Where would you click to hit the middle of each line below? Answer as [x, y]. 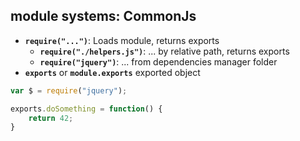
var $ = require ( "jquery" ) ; [69, 90]
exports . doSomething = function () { [86, 109]
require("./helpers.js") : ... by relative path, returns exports [164, 51]
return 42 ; [51, 118]
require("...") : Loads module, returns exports [122, 40]
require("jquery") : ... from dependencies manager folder [158, 61]
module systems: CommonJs [103, 16]
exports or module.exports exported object [112, 72]
